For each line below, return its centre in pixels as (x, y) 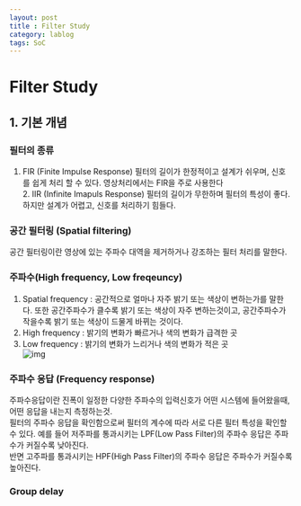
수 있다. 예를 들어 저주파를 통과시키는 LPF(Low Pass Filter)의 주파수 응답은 (141, 434)
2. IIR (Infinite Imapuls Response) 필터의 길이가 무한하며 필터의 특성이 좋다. (156, 194)
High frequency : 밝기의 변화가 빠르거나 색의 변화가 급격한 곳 (130, 333)
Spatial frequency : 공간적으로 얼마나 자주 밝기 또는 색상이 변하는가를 (145, 298)
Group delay (37, 491)
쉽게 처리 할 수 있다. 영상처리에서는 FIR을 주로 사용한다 (128, 183)
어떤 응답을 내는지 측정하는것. (61, 412)
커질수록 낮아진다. (57, 445)
